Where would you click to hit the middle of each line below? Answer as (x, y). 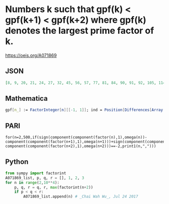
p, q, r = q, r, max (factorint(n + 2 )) (54, 187)
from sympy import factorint (36, 173)
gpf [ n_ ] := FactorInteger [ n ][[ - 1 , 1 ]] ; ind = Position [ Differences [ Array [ (85, 110)
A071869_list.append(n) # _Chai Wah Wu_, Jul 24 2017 (81, 197)
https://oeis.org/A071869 (31, 55)
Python (17, 161)
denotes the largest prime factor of (80, 31)
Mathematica (26, 98)
